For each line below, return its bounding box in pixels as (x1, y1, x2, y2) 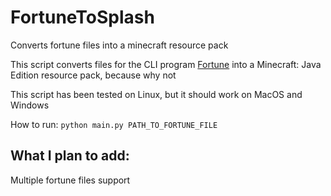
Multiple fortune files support (10, 174, 131, 186)
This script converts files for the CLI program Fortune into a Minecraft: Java (10, 58, 322, 70)
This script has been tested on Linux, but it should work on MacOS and (10, 88, 303, 100)
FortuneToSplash (10, 6, 155, 29)
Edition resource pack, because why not (10, 69, 177, 81)
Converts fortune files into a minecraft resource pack (10, 39, 229, 51)
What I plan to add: (10, 147, 130, 165)
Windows (10, 99, 50, 111)
